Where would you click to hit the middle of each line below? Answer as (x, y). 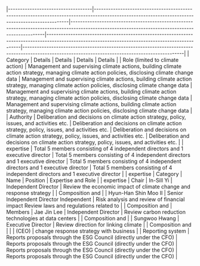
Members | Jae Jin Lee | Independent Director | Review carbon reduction (96, 212)
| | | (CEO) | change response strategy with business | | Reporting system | (98, 231)
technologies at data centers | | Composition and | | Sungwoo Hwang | (93, 218)
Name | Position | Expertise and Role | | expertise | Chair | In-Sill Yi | (89, 180)
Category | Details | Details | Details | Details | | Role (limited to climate (93, 60)
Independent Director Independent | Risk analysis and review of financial (96, 199)
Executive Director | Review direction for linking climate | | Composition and (99, 225)
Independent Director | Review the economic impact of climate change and (99, 187)
